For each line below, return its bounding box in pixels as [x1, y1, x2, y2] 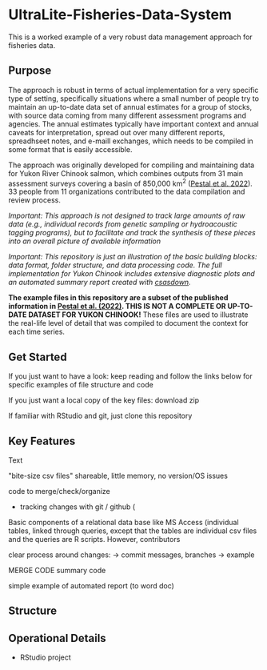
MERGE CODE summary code [8, 566, 106, 576]
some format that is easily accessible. [8, 144, 133, 154]
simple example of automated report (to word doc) [8, 581, 174, 591]
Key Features [8, 434, 76, 447]
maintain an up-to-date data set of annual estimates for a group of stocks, [8, 102, 253, 111]
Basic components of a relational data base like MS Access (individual [8, 518, 239, 528]
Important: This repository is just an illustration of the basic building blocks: [8, 252, 257, 262]
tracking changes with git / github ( [19, 502, 136, 512]
